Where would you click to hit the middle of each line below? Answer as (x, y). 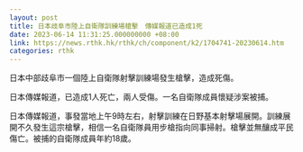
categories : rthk (42, 51)
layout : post (34, 18)
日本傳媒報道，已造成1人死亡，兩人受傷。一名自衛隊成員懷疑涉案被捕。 (141, 97)
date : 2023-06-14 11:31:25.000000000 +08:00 (94, 34)
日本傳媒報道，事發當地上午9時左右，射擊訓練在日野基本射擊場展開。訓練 (146, 116)
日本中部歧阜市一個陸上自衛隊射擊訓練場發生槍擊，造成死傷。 (124, 78)
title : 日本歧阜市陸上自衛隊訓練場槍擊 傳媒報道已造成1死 (106, 26)
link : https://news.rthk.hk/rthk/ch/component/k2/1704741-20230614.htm (147, 43)
